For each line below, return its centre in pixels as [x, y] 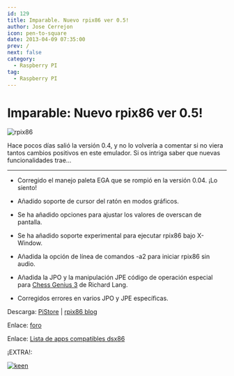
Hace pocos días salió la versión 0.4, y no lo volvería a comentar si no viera [115, 146]
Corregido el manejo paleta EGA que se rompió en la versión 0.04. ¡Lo [117, 180]
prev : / [18, 46]
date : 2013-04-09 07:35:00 [46, 40]
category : [22, 59]
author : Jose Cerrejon [40, 26]
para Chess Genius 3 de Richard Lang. [72, 285]
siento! [27, 188]
